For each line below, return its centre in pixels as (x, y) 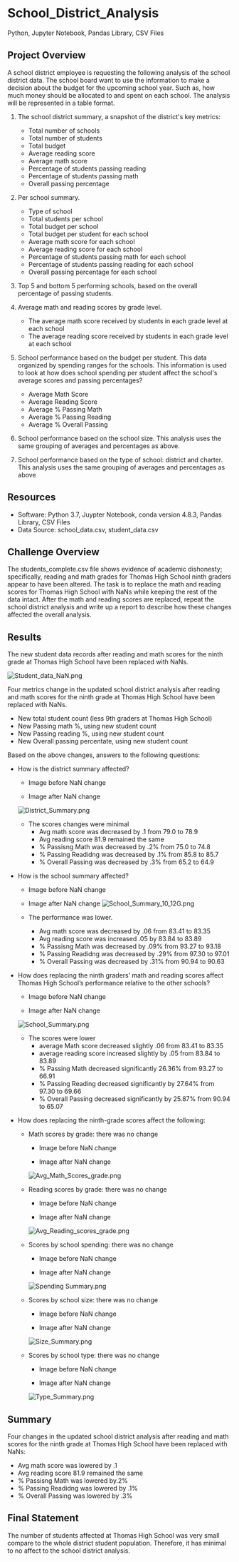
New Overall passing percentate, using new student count (103, 741)
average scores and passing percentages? (80, 380)
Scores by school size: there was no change (93, 1300)
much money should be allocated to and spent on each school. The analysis (119, 95)
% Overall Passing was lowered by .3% (75, 1496)
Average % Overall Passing (68, 424)
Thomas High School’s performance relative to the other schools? (114, 983)
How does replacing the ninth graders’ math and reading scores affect (121, 975)
